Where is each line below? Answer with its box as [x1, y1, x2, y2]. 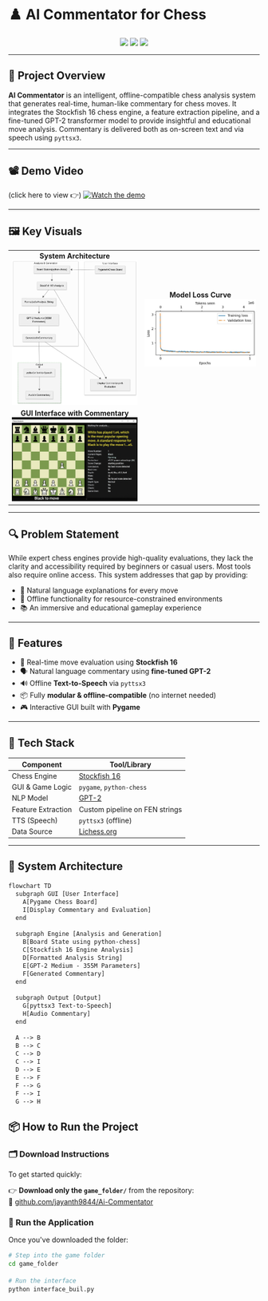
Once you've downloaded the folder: [8, 1235, 129, 1245]
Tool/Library [109, 760, 152, 769]
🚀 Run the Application [8, 1217, 94, 1228]
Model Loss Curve [169, 290, 231, 299]
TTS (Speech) [11, 815, 58, 825]
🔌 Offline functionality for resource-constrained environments [19, 593, 223, 603]
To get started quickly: [8, 1170, 82, 1180]
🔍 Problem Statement [8, 528, 120, 541]
